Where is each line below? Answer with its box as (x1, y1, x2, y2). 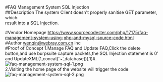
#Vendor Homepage (5, 30, 47, 35)
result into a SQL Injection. (5, 20, 59, 26)
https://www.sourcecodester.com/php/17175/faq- (47, 30, 149, 35)
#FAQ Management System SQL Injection (5, 4, 90, 10)
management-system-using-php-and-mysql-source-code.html (5, 35, 134, 41)
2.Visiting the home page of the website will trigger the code (5, 66, 129, 72)
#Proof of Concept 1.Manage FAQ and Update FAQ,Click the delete (5, 45, 141, 51)
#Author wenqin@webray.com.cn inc (5, 40, 81, 46)
